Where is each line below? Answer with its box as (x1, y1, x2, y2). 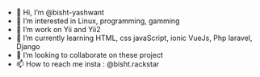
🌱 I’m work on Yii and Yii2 (15, 25, 101, 34)
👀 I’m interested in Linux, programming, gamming (15, 16, 180, 26)
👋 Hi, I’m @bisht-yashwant (15, 8, 105, 17)
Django (15, 42, 40, 51)
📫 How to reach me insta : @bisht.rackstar (15, 59, 160, 68)
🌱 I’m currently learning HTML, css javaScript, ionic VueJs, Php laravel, (15, 33, 253, 43)
